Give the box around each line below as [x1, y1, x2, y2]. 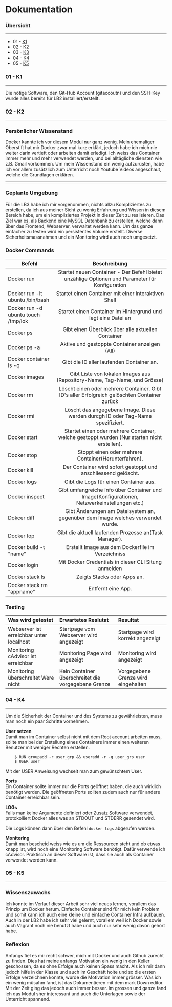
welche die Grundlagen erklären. [5, 172, 74, 178]
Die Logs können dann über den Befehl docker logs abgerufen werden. [5, 825, 156, 831]
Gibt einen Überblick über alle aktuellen [62, 325, 158, 333]
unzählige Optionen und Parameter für [63, 275, 156, 282]
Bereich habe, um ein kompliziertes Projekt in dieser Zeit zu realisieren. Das [5, 212, 165, 218]
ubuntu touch [8, 311, 40, 318]
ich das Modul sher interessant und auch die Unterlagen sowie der [5, 991, 146, 997]
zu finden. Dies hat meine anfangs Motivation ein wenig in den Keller [5, 958, 150, 964]
